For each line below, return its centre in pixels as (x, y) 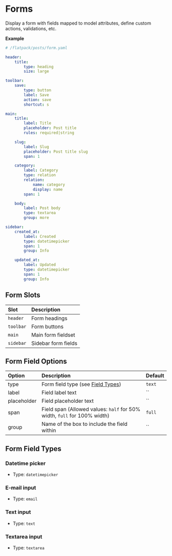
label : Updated (40, 265)
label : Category (41, 170)
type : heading (39, 67)
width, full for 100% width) (76, 416)
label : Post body (42, 208)
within (49, 430)
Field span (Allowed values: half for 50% (91, 409)
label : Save (37, 95)
